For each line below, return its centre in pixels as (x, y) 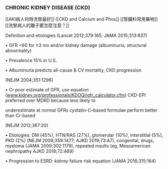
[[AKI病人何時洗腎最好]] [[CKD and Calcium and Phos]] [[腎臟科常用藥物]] (81, 19)
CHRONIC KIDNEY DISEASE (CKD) (48, 8)
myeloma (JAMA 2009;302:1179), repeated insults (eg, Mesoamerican (78, 146)
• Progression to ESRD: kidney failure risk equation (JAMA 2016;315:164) (81, 161)
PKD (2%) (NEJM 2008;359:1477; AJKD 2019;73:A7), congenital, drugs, (80, 141)
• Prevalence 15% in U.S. (31, 61)
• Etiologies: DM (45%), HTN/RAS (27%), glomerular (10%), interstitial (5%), (84, 135)
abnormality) (18, 51)
